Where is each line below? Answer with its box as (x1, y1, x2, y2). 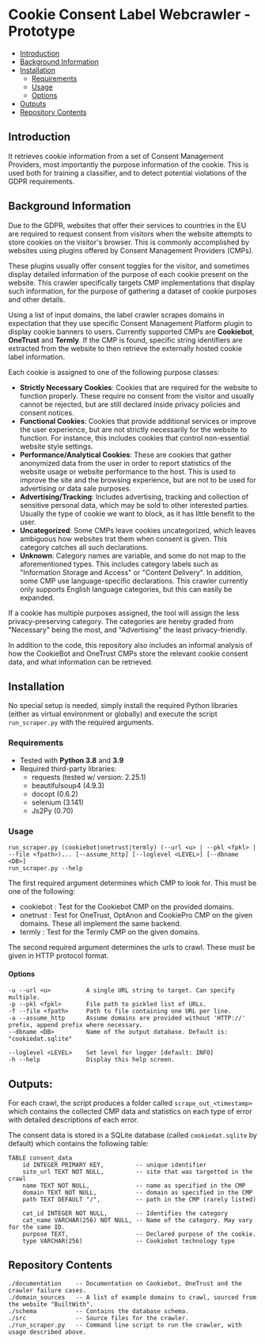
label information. (8, 352, 66, 362)
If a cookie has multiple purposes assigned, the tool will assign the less (8, 608, 240, 618)
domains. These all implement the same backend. (19, 918, 182, 928)
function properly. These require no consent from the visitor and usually (19, 391, 255, 400)
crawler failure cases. (8, 1286, 87, 1294)
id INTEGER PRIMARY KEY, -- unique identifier (22, 1160, 207, 1168)
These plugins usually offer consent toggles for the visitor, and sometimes (8, 261, 250, 271)
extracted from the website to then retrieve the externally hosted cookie (8, 343, 243, 353)
